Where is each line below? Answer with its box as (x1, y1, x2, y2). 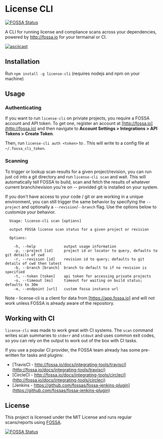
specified (5, 269, 25, 274)
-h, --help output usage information (14, 244, 117, 249)
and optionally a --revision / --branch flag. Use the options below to (21, 204, 157, 210)
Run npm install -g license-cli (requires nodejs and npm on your (5, 70, 140, 76)
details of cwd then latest (5, 261, 62, 266)
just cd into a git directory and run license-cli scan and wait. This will (5, 174, 146, 179)
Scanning (5, 158, 28, 164)
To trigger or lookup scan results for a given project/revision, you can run (5, 169, 152, 175)
